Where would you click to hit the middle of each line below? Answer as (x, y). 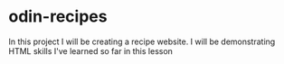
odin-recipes (58, 17)
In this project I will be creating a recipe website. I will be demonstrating (142, 41)
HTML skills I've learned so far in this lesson (91, 50)
